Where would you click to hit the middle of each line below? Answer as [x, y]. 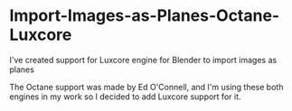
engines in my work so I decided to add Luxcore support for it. [125, 97]
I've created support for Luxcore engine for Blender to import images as [143, 60]
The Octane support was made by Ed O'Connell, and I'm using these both [146, 87]
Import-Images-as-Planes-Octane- [145, 16]
